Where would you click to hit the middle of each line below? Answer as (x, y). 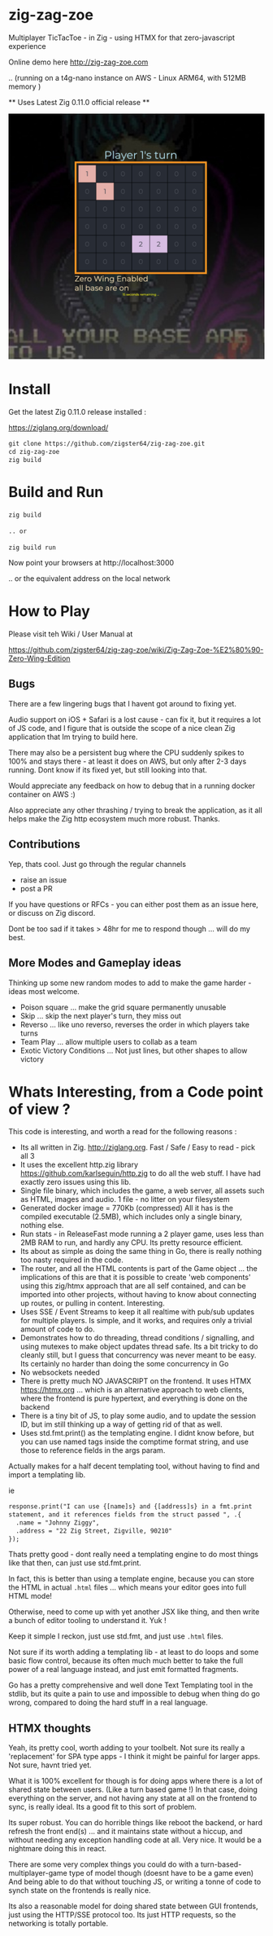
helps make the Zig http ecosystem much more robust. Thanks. (115, 818)
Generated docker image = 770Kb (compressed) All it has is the (127, 1208)
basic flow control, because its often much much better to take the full (126, 1661)
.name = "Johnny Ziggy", (58, 1523)
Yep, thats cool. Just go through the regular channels (97, 864)
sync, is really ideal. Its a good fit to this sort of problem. (103, 1807)
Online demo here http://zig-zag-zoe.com (78, 62)
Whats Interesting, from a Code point (136, 1091)
